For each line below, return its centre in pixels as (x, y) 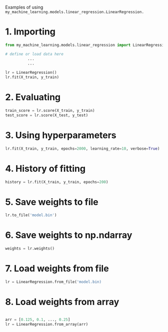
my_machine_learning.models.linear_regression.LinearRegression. (74, 12)
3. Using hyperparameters (61, 135)
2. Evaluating (33, 97)
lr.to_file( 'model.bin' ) (31, 215)
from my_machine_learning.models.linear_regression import (68, 45)
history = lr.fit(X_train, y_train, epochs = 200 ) (57, 182)
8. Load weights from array (62, 302)
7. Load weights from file (57, 269)
